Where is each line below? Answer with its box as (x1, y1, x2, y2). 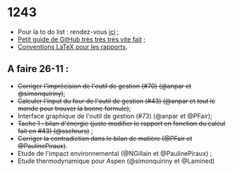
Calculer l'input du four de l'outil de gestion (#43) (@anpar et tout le (17, 97, 215, 105)
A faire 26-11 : (7, 63, 69, 75)
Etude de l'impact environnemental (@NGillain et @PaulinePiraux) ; (17, 149, 213, 157)
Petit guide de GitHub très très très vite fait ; (17, 35, 146, 43)
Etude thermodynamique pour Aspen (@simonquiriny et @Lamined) (17, 156, 215, 165)
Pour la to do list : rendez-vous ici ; (17, 27, 119, 36)
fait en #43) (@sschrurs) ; (17, 126, 93, 135)
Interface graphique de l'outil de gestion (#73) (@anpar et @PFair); (17, 111, 213, 120)
